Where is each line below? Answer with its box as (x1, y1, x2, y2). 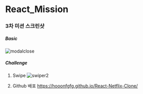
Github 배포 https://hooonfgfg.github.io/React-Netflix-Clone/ (12, 83, 138, 89)
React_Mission (5, 4, 69, 15)
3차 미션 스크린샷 (5, 23, 44, 30)
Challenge (5, 60, 28, 66)
